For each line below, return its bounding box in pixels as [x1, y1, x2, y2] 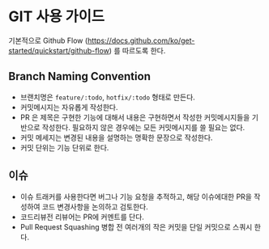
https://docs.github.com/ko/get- [88, 36, 195, 45]
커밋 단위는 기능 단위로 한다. [19, 142, 109, 152]
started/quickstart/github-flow [8, 45, 109, 55]
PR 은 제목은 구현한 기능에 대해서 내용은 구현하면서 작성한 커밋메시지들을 [19, 112, 250, 122]
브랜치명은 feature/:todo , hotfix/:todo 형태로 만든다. [19, 92, 196, 102]
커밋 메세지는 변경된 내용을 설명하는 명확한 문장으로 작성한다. [19, 133, 213, 142]
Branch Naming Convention [8, 70, 152, 83]
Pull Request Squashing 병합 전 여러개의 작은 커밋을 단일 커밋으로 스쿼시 [19, 222, 253, 231]
